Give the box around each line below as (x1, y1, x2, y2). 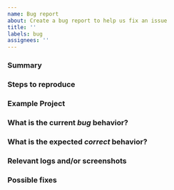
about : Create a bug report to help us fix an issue (7, 17, 168, 24)
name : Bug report (7, 10, 59, 18)
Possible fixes (7, 175, 57, 185)
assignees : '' (7, 37, 50, 44)
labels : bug (7, 30, 43, 38)
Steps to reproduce (7, 79, 76, 89)
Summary (7, 60, 43, 70)
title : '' (7, 23, 37, 31)
